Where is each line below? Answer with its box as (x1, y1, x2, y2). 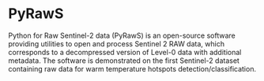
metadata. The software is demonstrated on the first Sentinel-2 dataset (8, 56, 239, 65)
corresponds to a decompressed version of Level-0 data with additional (8, 47, 242, 57)
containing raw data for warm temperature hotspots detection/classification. (8, 64, 257, 73)
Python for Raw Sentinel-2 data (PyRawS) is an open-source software (8, 31, 236, 40)
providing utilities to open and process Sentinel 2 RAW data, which (8, 39, 225, 48)
